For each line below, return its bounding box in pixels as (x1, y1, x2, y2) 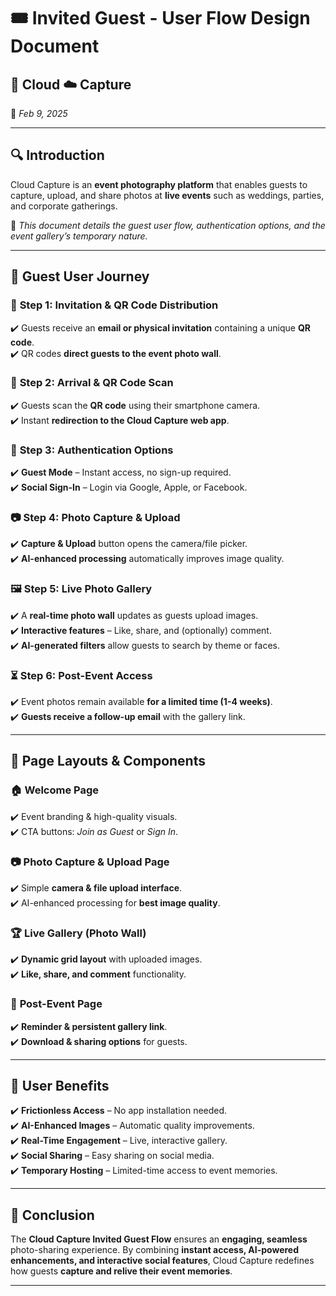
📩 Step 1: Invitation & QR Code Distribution (10, 298, 219, 312)
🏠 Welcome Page (10, 783, 100, 797)
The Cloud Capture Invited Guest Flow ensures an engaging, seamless (10, 1233, 308, 1245)
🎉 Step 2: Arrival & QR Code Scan (10, 376, 174, 390)
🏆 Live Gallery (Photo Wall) (10, 926, 147, 940)
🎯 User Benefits (10, 1077, 110, 1094)
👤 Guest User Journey (10, 268, 150, 285)
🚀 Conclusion (10, 1206, 95, 1224)
